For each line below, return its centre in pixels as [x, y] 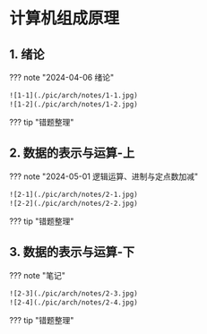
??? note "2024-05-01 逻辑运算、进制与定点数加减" [104, 176]
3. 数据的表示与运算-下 [72, 252]
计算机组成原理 [65, 18]
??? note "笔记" [37, 275]
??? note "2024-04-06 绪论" [62, 77]
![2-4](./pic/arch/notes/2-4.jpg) [74, 302]
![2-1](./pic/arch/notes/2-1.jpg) [74, 194]
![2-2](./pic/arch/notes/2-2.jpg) [74, 203]
